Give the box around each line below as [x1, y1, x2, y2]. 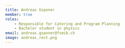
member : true [5, 12, 33, 17]
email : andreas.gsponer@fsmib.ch [5, 30, 75, 35]
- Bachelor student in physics [14, 26, 80, 31]
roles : [5, 16, 19, 21]
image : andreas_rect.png [5, 35, 57, 40]
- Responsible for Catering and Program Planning [14, 21, 120, 26]
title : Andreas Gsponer [5, 7, 55, 12]
